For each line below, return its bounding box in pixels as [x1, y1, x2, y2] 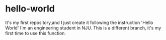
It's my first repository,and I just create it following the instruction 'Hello [5, 19, 153, 25]
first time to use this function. [5, 30, 66, 36]
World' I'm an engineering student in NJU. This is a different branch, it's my [5, 24, 161, 30]
